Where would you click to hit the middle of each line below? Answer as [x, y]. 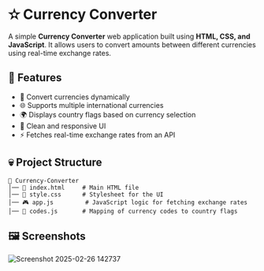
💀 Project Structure [55, 163]
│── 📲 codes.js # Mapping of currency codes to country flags [123, 211]
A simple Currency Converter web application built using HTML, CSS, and [129, 36]
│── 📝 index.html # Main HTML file [74, 187]
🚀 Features [35, 78]
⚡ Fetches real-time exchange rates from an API [97, 135]
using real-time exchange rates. [60, 53]
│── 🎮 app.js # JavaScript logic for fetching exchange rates [128, 202]
